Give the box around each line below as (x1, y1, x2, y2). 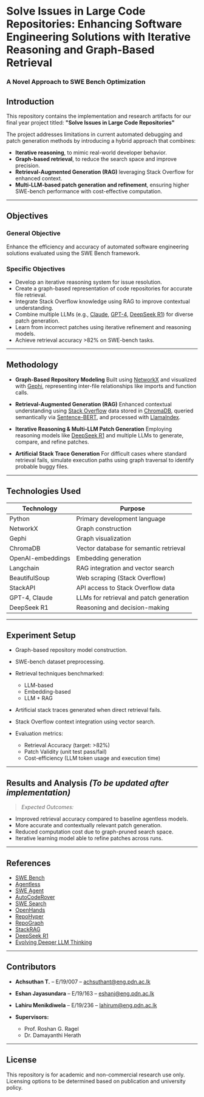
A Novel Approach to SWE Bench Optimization (6, 78, 146, 86)
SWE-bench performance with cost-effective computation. (15, 187, 163, 195)
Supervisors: (15, 1013, 49, 1020)
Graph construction (76, 524, 132, 533)
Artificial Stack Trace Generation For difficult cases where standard (15, 449, 187, 457)
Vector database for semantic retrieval (76, 544, 186, 552)
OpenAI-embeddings (9, 554, 71, 562)
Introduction (6, 96, 55, 107)
